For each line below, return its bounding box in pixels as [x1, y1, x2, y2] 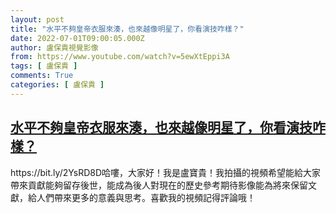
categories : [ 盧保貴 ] [10, 80, 105, 90]
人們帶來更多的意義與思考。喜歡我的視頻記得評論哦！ [36, 191, 256, 203]
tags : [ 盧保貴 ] [10, 61, 78, 71]
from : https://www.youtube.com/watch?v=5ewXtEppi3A [10, 52, 230, 62]
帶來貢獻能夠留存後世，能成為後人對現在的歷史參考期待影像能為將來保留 [10, 179, 308, 191]
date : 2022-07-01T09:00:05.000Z [10, 33, 145, 43]
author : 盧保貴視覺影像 [10, 42, 99, 53]
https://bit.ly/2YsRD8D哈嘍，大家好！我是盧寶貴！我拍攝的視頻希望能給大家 [10, 166, 322, 178]
